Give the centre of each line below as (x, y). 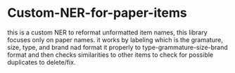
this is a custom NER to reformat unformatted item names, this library (107, 32)
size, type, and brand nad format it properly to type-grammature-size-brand (118, 47)
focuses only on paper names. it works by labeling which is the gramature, (115, 39)
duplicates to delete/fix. (42, 62)
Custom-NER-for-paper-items (97, 13)
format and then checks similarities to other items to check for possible (110, 55)
